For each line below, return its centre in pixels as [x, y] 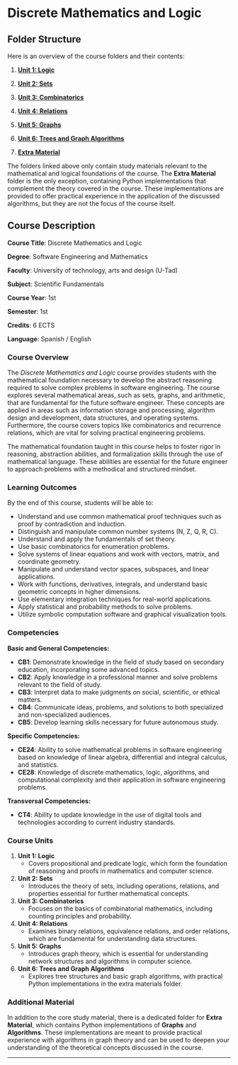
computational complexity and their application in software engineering [121, 780]
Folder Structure [44, 39]
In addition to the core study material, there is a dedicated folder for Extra [115, 1018]
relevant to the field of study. [59, 684]
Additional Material [41, 1002]
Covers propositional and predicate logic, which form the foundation [128, 863]
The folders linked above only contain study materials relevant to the [107, 166]
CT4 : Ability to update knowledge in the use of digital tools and [109, 814]
